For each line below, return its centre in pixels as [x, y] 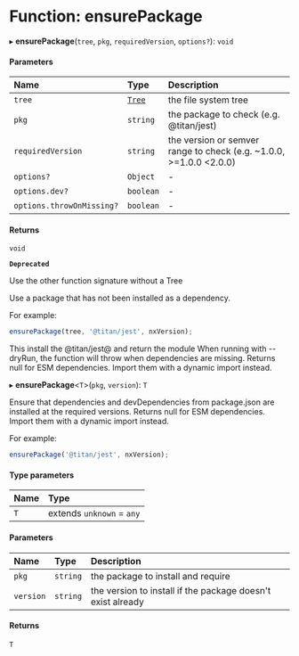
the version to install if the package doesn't [181, 590]
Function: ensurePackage [106, 16]
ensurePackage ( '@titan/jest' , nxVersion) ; [89, 455]
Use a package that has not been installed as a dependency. [120, 298]
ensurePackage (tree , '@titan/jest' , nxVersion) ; [101, 332]
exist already [117, 602]
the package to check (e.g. [224, 115]
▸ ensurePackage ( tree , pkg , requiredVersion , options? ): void [121, 41]
